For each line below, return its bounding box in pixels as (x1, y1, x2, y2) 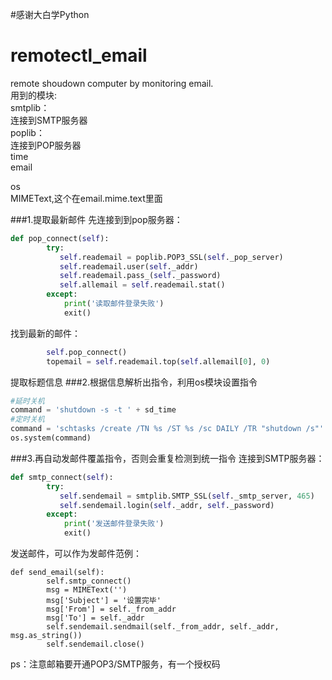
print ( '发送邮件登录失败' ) (63, 519, 165, 529)
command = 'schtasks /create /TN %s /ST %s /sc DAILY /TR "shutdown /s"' (10, 424, 325, 434)
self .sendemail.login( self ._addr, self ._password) (59, 500, 275, 510)
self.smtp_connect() (46, 576, 132, 587)
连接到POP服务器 (10, 139, 82, 151)
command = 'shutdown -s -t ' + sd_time (10, 405, 177, 415)
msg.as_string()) (10, 631, 83, 641)
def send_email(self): (10, 568, 105, 578)
